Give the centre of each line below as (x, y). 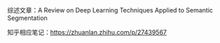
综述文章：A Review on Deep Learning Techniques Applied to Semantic (110, 10)
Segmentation (27, 18)
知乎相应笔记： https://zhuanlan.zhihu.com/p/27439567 (87, 32)
